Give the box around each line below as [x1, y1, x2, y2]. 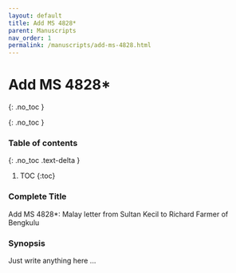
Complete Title [8, 191, 67, 202]
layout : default [8, 11, 62, 20]
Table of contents [8, 137, 78, 148]
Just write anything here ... [8, 255, 96, 265]
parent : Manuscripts [8, 26, 77, 34]
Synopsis [8, 237, 45, 248]
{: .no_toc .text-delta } [8, 156, 81, 165]
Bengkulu [8, 217, 40, 227]
